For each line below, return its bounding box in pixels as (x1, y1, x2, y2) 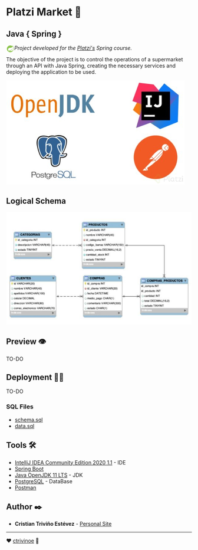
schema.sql (14, 416, 43, 423)
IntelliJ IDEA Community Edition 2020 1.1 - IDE (14, 459, 126, 466)
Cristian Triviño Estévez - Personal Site (14, 520, 112, 528)
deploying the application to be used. (6, 68, 97, 76)
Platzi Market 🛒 (6, 5, 82, 19)
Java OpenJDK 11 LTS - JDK (14, 472, 83, 479)
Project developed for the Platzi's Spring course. (14, 44, 133, 51)
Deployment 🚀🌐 (6, 372, 64, 382)
